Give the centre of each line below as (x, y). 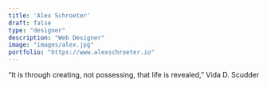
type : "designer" (37, 30)
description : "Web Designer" (57, 38)
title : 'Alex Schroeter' (49, 15)
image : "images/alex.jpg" (51, 45)
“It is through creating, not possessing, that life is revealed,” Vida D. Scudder (134, 75)
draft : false (30, 23)
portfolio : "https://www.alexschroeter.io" (82, 52)
